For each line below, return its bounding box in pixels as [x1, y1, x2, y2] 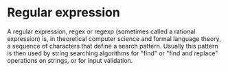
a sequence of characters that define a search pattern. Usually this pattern [7, 42, 218, 50]
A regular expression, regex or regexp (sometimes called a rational [7, 27, 196, 35]
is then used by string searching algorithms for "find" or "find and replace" [7, 49, 218, 57]
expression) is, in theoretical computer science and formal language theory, [7, 34, 221, 42]
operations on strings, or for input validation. [7, 56, 133, 64]
